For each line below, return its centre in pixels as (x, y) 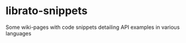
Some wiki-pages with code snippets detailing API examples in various (93, 27)
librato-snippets (47, 11)
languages (19, 33)
